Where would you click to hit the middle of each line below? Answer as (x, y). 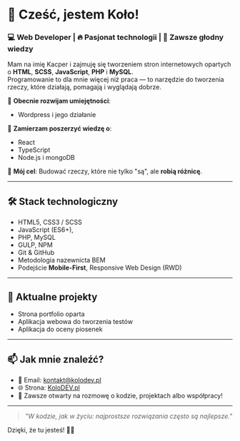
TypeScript (34, 150)
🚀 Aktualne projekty (52, 296)
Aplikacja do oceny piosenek (60, 329)
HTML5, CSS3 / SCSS (50, 222)
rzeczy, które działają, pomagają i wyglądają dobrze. (85, 87)
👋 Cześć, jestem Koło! (73, 15)
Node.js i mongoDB (46, 158)
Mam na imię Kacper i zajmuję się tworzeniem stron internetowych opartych (119, 64)
